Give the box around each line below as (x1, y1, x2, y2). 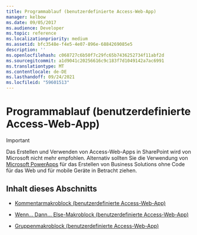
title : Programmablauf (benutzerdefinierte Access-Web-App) (6, 8, 157, 15)
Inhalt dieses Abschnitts (6, 184, 97, 194)
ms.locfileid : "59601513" (6, 80, 69, 86)
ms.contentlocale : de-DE (6, 69, 67, 75)
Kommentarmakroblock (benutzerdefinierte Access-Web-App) (14, 199, 166, 206)
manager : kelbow (6, 14, 46, 20)
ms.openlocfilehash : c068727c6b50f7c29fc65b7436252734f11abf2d (6, 52, 165, 58)
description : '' (6, 47, 46, 53)
